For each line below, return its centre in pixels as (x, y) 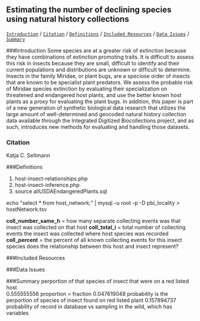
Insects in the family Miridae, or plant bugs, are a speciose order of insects (98, 76)
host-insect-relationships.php (51, 178)
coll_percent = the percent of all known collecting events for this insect (94, 240)
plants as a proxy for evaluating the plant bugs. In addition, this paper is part (100, 101)
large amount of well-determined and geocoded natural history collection (96, 114)
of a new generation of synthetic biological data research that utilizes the (96, 108)
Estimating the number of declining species (89, 10)
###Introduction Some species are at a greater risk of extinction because (96, 50)
